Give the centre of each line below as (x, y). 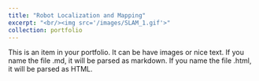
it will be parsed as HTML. (50, 69)
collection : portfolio (45, 30)
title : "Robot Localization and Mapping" (77, 15)
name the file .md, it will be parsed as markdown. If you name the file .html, (130, 61)
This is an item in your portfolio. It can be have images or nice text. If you (126, 53)
